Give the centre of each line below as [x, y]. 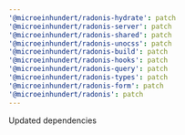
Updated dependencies [53, 120]
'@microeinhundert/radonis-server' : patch [90, 26]
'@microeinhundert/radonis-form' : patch [87, 86]
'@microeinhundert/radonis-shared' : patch [90, 35]
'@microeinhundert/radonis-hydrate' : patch [92, 18]
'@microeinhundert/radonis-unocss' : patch [90, 43]
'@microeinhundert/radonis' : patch [76, 94]
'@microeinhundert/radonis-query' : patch [88, 69]
